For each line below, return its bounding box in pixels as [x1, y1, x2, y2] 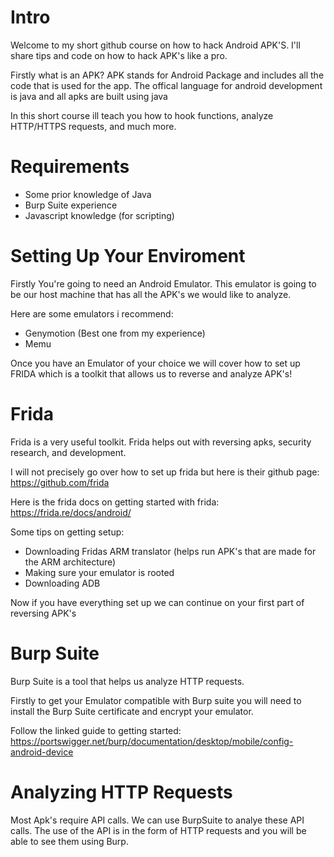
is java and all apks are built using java [10, 90, 168, 102]
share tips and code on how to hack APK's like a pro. [10, 49, 228, 61]
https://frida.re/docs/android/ [10, 506, 132, 518]
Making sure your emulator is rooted [24, 566, 175, 578]
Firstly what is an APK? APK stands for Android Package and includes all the [10, 69, 325, 81]
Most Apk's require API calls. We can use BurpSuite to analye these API [10, 814, 305, 826]
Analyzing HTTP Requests [10, 781, 233, 803]
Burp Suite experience [24, 199, 118, 211]
